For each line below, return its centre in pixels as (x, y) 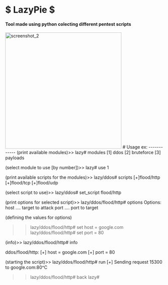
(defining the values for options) (39, 218)
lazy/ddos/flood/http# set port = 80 (67, 233)
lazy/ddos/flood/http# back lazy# (65, 277)
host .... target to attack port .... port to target (52, 208)
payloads (15, 158)
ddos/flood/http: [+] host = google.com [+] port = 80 (60, 252)
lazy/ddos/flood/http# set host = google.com (77, 227)
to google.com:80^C (26, 267)
